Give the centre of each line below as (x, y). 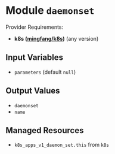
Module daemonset (50, 10)
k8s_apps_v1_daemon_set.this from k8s (62, 145)
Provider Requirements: (35, 27)
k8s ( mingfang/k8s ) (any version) (56, 38)
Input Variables (35, 58)
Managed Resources (45, 130)
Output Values (33, 91)
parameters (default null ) (45, 72)
